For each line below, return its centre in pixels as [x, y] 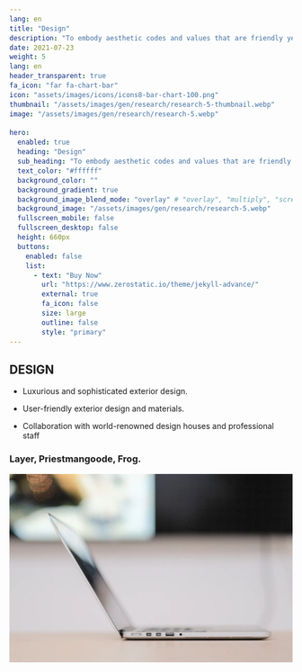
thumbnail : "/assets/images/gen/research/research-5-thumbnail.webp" [142, 104]
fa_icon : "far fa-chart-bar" [64, 85]
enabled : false [54, 256]
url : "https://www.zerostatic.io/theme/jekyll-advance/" [150, 285]
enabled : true [44, 143]
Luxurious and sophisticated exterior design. [105, 391]
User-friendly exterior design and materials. [103, 408]
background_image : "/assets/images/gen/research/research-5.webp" [144, 209]
